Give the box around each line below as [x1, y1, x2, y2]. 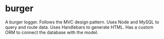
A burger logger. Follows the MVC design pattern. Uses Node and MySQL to [5, 19, 160, 25]
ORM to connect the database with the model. [5, 29, 98, 35]
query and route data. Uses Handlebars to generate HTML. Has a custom [5, 24, 154, 30]
